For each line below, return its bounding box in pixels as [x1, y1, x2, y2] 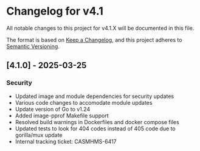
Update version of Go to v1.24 [15, 105, 91, 113]
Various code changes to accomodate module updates [15, 99, 153, 106]
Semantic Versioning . [6, 43, 60, 50]
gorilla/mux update [15, 131, 63, 138]
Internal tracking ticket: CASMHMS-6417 [15, 138, 117, 145]
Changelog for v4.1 [6, 4, 103, 18]
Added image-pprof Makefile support [15, 111, 109, 119]
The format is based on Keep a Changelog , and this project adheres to [6, 36, 182, 43]
